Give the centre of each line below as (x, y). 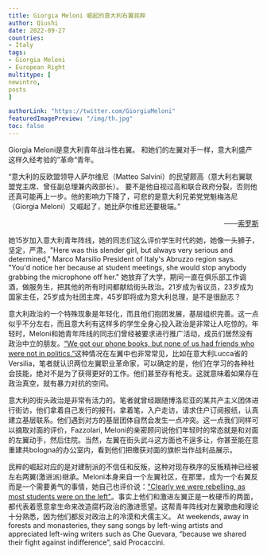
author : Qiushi (33, 23)
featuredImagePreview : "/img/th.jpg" (71, 119)
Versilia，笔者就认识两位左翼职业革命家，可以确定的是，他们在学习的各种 (128, 363)
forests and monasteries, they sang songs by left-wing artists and (116, 525)
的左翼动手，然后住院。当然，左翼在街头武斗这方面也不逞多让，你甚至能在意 (133, 440)
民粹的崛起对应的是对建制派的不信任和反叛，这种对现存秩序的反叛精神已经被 (133, 467)
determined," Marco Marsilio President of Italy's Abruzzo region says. (122, 258)
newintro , (25, 82)
